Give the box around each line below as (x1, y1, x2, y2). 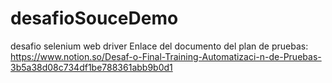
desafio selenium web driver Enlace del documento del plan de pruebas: (10, 40, 309, 52)
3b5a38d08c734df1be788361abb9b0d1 (10, 61, 173, 73)
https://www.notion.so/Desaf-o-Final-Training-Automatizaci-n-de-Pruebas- (10, 50, 322, 62)
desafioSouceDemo (10, 7, 179, 30)
